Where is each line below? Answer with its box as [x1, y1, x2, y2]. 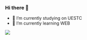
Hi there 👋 [5, 4, 29, 11]
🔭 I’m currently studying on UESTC [12, 15, 82, 21]
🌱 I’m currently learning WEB [12, 20, 70, 26]
